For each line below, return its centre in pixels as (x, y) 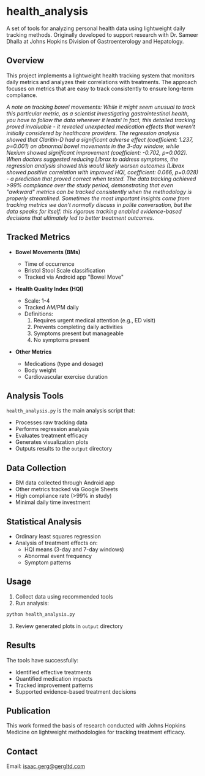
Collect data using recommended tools (64, 596)
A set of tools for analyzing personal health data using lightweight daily (96, 28)
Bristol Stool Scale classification (65, 270)
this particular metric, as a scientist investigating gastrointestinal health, (98, 113)
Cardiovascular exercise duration (66, 376)
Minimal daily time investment (53, 502)
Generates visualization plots (52, 442)
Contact (22, 751)
